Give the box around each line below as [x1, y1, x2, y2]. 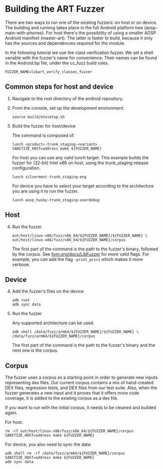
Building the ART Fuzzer [5, 3, 105, 15]
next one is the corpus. [12, 347, 58, 354]
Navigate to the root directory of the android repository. [12, 95, 124, 101]
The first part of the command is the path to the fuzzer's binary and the [12, 342, 156, 348]
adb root [12, 298, 30, 303]
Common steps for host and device [5, 83, 114, 91]
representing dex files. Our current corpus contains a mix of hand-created [5, 380, 154, 386]
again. [5, 410, 18, 416]
